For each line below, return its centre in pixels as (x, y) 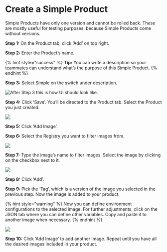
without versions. (23, 33)
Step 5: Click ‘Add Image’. (32, 126)
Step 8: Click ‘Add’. (25, 179)
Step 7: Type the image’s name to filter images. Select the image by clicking (83, 155)
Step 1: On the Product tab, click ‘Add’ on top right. (57, 43)
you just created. (22, 107)
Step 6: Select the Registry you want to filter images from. (65, 136)
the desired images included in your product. (51, 244)
